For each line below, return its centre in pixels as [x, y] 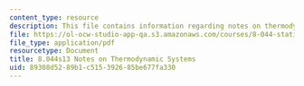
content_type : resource [54, 17]
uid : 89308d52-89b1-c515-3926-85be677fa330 [93, 68]
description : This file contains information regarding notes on [135, 26]
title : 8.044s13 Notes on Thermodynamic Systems [103, 59]
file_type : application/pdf [62, 43]
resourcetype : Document [54, 51]
